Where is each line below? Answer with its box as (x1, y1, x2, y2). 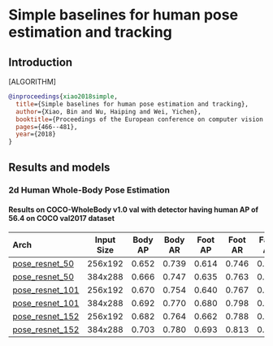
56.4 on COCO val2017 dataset (8, 214, 115, 223)
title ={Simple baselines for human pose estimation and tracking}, (15, 100, 249, 108)
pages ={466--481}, (15, 123, 79, 131)
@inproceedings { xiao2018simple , (8, 93, 118, 101)
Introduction (8, 55, 73, 69)
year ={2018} (15, 130, 57, 139)
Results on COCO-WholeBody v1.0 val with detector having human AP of (8, 205, 258, 214)
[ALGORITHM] (8, 77, 57, 86)
